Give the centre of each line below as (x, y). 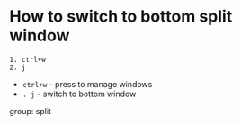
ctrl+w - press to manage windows (87, 84)
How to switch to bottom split (121, 17)
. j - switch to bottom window (79, 94)
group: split (31, 111)
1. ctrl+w (28, 59)
